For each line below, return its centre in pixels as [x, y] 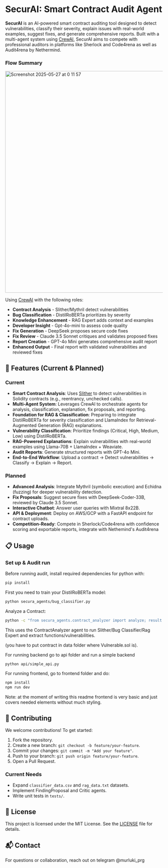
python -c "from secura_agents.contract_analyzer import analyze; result [84, 620]
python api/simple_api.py [32, 664]
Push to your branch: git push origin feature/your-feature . [75, 756]
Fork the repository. [33, 740]
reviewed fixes [27, 352]
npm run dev [17, 687]
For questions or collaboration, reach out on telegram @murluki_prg [75, 860]
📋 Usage [20, 546]
